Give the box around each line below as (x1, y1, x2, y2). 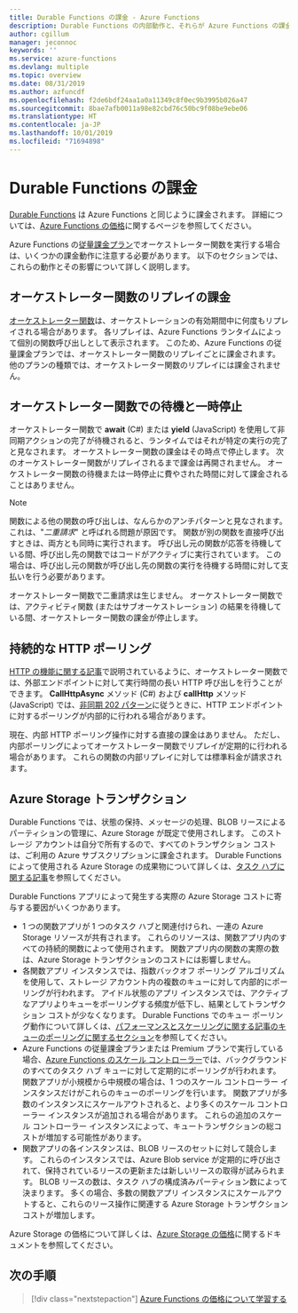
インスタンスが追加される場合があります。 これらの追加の (47, 1110, 259, 1120)
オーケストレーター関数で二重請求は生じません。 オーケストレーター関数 (9, 590, 276, 601)
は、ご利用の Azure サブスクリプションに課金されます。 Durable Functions (9, 849, 282, 860)
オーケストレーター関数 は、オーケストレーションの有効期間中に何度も (9, 314, 266, 325)
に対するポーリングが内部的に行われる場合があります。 (9, 711, 210, 721)
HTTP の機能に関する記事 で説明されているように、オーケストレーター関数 (9, 666, 281, 677)
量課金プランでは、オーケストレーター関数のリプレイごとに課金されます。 (9, 348, 281, 359)
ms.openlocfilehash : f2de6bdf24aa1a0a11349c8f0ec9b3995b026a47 (9, 95, 248, 105)
